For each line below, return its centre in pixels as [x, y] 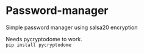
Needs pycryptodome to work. [44, 39]
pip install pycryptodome [38, 45]
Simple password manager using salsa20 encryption [72, 27]
